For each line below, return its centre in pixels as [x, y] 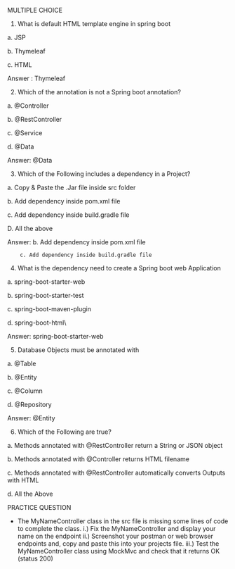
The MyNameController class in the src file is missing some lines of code [123, 521]
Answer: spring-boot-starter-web [55, 336]
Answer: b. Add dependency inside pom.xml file [76, 242]
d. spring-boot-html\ [37, 323]
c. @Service [25, 133]
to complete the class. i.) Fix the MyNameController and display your [116, 529]
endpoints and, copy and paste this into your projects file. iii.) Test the [118, 544]
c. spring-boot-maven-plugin [49, 309]
